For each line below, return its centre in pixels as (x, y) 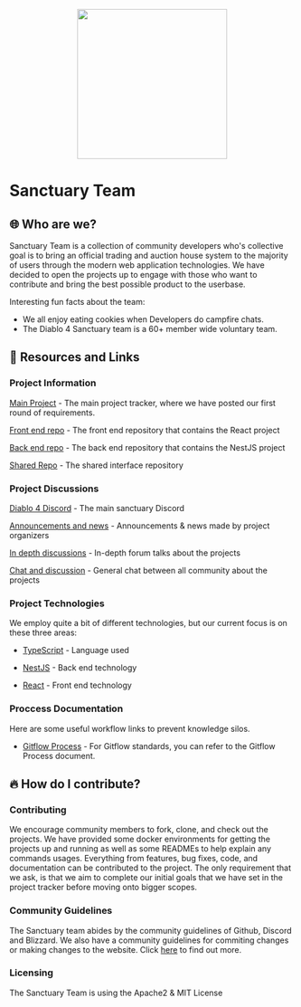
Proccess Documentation (66, 708)
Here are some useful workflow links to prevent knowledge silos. (130, 728)
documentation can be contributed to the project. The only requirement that (150, 868)
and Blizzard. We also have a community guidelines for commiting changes (149, 940)
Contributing (38, 810)
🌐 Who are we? (53, 224)
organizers (29, 535)
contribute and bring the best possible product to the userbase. (127, 284)
